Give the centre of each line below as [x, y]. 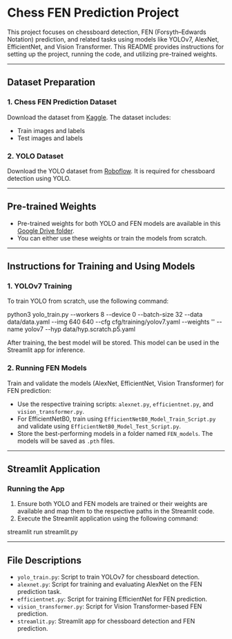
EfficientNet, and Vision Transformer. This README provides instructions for [116, 46]
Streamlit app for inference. [46, 350]
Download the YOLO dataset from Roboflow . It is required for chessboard [111, 170]
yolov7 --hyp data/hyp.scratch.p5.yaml [80, 329]
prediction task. [39, 592]
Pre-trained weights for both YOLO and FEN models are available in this [119, 223]
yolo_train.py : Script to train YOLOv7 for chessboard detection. [108, 577]
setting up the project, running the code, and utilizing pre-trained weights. [112, 54]
